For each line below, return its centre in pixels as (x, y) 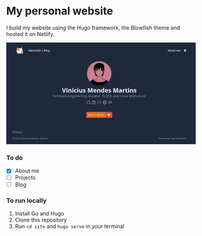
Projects (25, 178)
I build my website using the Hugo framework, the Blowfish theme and (93, 28)
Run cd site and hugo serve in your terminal (69, 226)
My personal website (60, 11)
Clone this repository (41, 220)
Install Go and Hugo (39, 213)
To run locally (26, 201)
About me (27, 171)
